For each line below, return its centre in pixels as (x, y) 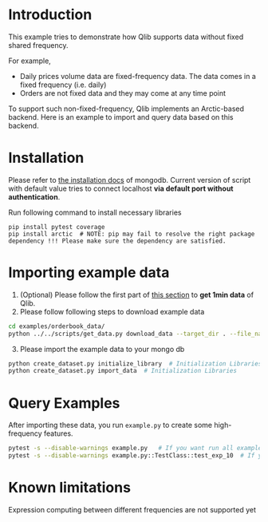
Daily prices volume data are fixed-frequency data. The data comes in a (138, 76)
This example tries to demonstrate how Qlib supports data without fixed (126, 37)
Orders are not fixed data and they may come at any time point (122, 93)
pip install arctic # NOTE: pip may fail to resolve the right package (132, 234)
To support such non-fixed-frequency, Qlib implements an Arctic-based (126, 109)
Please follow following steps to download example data (112, 311)
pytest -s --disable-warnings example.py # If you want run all (121, 449)
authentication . (34, 196)
